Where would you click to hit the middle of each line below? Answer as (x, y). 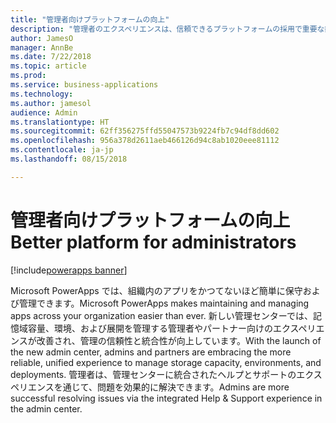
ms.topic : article (48, 66)
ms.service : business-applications (84, 85)
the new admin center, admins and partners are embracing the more (151, 352)
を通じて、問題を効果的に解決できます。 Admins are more (171, 387)
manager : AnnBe (42, 47)
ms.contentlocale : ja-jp (62, 150)
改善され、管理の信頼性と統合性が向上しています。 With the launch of (179, 340)
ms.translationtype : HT (60, 122)
